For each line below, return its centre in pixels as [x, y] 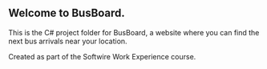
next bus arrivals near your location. [68, 41]
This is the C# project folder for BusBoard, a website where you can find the [134, 32]
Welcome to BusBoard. [67, 13]
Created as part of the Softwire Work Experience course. [102, 56]
